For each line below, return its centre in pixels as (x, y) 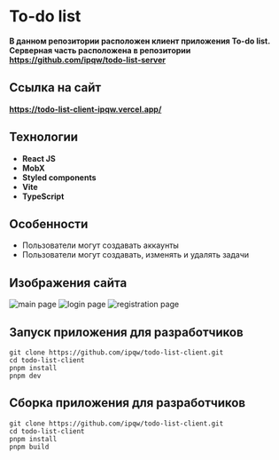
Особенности (49, 224)
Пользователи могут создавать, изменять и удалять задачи (136, 255)
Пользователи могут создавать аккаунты (101, 245)
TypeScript (43, 196)
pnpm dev (25, 376)
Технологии (43, 137)
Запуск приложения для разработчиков (126, 332)
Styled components (59, 177)
